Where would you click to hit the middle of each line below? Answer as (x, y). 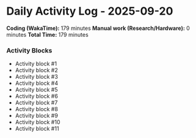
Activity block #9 (36, 116)
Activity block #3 (36, 77)
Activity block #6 (36, 96)
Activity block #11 (37, 129)
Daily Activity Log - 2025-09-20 (90, 11)
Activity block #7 (36, 103)
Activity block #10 (38, 122)
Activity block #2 (36, 70)
